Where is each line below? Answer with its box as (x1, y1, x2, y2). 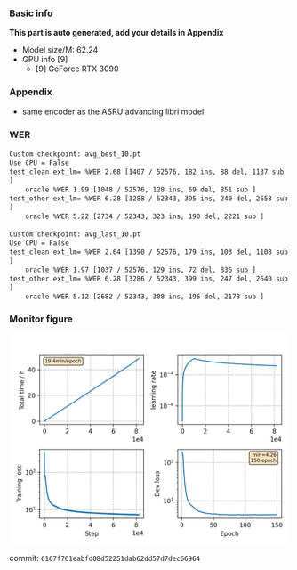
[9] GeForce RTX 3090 (35, 63, 119, 74)
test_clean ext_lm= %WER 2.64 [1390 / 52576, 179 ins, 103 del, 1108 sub (9, 248, 289, 256)
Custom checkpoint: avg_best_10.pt (9, 150, 141, 159)
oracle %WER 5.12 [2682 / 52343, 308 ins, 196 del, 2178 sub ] (25, 292, 265, 301)
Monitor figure (9, 313, 73, 325)
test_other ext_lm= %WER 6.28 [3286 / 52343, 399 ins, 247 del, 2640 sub (9, 274, 289, 283)
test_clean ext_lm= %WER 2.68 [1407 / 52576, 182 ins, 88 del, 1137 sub (9, 167, 285, 176)
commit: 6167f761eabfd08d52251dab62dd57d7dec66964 (9, 553, 201, 564)
